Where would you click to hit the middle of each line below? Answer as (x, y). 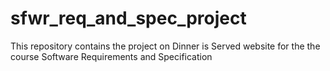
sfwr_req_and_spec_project (128, 18)
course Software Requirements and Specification (111, 56)
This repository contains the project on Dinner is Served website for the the (165, 46)
